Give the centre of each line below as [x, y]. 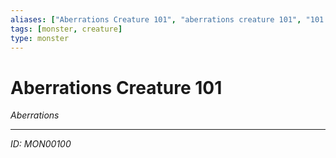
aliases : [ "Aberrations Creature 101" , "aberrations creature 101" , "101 [167, 19]
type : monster [40, 38]
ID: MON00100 [41, 144]
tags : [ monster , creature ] [66, 29]
